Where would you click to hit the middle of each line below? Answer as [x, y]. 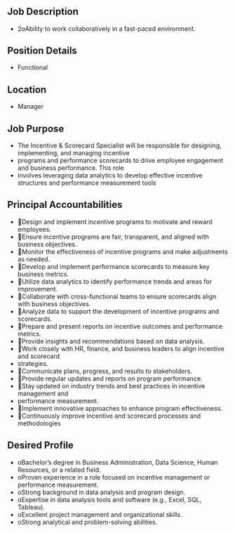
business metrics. [43, 274]
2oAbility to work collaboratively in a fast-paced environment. [107, 28]
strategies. [33, 363]
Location [27, 90]
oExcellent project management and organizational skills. [100, 514]
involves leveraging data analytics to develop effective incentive [110, 176]
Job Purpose [36, 129]
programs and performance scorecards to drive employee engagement [120, 161]
